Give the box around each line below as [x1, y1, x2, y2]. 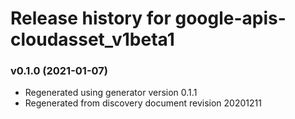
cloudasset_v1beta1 [10, 28, 175, 51]
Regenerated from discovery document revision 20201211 [24, 97, 262, 109]
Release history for [10, 7, 172, 30]
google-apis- [174, 7, 287, 30]
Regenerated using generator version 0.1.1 [24, 87, 198, 99]
